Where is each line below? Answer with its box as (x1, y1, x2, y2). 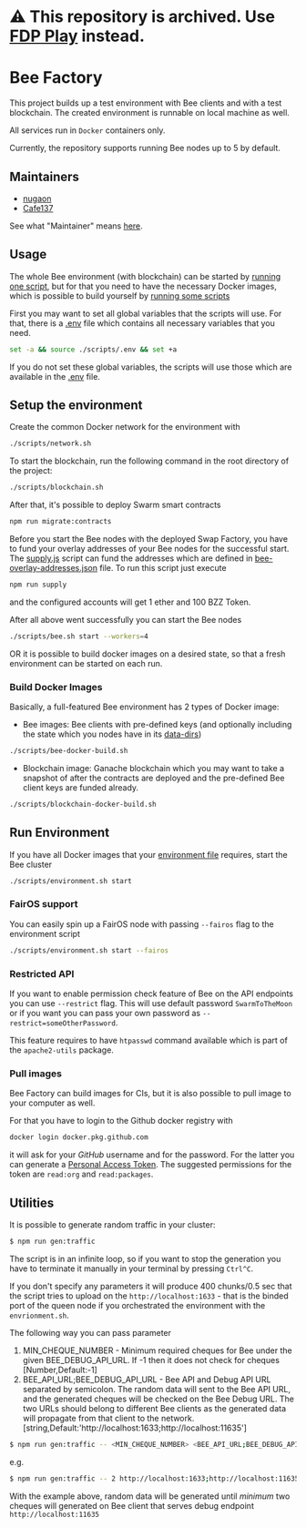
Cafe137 (22, 202, 54, 213)
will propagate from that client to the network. (22, 1412, 195, 1423)
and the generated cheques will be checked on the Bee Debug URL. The (22, 1393, 294, 1404)
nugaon (22, 193, 52, 204)
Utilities (9, 1195, 55, 1210)
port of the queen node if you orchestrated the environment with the (9, 1299, 266, 1310)
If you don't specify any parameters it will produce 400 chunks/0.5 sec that (9, 1280, 292, 1291)
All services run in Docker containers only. (9, 125, 166, 136)
